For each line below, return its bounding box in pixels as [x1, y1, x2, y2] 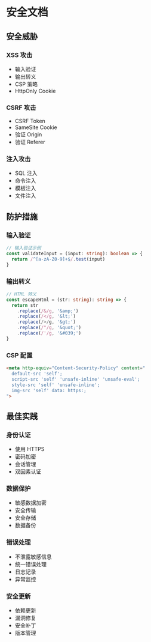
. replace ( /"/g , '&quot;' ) [17, 325, 82, 331]
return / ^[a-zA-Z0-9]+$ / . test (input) [11, 256, 106, 262]
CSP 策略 [14, 80, 38, 88]
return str [11, 302, 39, 308]
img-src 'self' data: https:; [11, 387, 87, 393]
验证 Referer [14, 139, 46, 146]
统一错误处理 [14, 560, 47, 568]
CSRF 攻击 [6, 103, 36, 112]
